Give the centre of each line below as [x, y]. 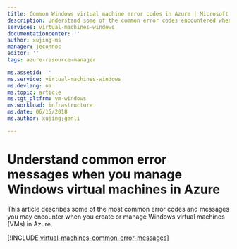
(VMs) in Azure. [30, 224]
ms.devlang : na [30, 85]
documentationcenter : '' [44, 34]
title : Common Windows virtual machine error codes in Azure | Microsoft [118, 14]
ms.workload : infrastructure [50, 105]
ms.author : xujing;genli [44, 119]
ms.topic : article [34, 92]
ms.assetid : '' [30, 72]
